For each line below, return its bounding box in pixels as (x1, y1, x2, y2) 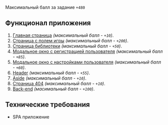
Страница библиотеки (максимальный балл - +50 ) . (12, 43, 123, 49)
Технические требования (5, 100, 90, 109)
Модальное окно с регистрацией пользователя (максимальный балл (12, 48, 163, 54)
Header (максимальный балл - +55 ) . (12, 70, 90, 76)
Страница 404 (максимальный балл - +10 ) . (12, 80, 105, 86)
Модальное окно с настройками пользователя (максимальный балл (12, 59, 161, 65)
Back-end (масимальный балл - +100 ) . (12, 86, 95, 92)
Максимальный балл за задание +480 (5, 5, 85, 10)
